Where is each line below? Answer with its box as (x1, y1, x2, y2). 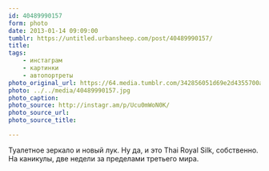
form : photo (8, 19, 48, 27)
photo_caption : (8, 94, 59, 102)
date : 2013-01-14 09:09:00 (8, 26, 98, 35)
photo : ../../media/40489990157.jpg (8, 86, 130, 95)
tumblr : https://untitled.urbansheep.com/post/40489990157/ (8, 34, 214, 43)
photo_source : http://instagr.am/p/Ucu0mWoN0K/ (8, 101, 171, 109)
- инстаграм (22, 57, 62, 65)
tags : (8, 49, 26, 57)
